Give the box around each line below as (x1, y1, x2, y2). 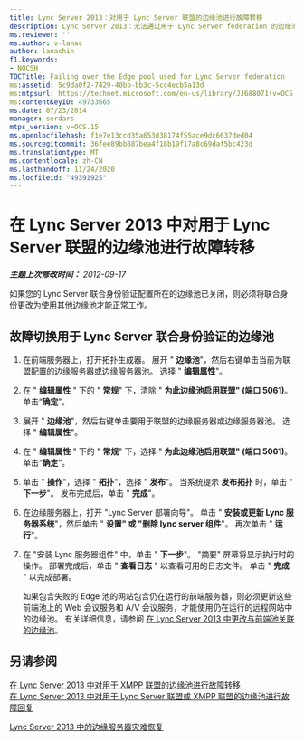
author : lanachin (9, 47, 75, 56)
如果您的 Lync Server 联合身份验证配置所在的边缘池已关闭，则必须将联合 (9, 289, 280, 299)
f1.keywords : (9, 55, 59, 64)
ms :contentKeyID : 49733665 (9, 97, 111, 107)
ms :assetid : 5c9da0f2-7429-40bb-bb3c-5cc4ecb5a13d (9, 81, 204, 90)
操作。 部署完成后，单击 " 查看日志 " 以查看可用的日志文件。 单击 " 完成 (22, 560, 290, 571)
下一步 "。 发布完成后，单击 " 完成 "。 (22, 488, 160, 499)
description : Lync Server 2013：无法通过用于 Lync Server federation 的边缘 (9, 22, 292, 31)
